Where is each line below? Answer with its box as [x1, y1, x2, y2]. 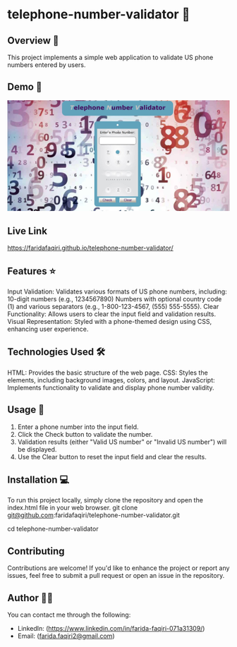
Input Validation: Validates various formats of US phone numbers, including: [7, 287, 227, 296]
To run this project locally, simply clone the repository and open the [7, 496, 203, 504]
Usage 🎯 [7, 404, 44, 416]
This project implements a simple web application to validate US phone [7, 53, 214, 61]
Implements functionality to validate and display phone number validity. [7, 383, 214, 392]
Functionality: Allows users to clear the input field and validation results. [7, 310, 217, 318]
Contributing [7, 545, 65, 557]
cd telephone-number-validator [7, 525, 99, 533]
